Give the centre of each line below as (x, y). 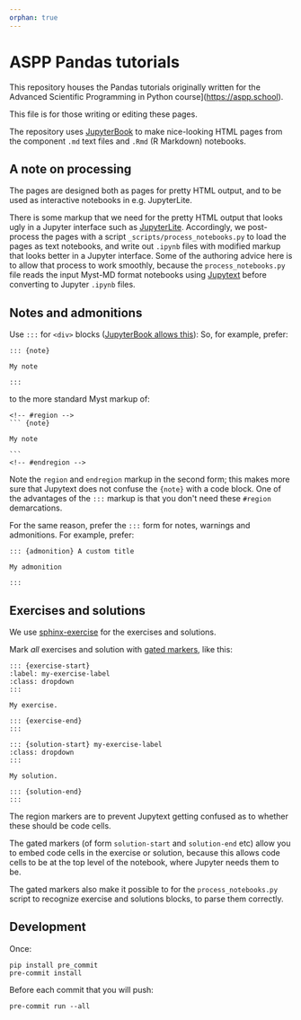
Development (48, 927)
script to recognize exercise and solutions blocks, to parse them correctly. (146, 899)
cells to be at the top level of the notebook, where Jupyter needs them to (144, 862)
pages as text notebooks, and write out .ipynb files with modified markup (145, 246)
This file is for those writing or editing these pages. (103, 114)
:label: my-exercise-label (60, 674)
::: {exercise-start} (50, 666)
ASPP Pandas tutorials (94, 62)
